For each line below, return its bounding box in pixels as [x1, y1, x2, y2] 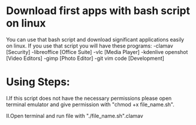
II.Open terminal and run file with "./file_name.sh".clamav [6, 112, 144, 119]
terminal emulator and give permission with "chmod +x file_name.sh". [6, 101, 175, 108]
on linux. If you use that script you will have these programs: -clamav [6, 42, 174, 49]
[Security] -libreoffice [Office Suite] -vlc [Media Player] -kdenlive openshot [6, 48, 188, 55]
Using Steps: [6, 75, 71, 89]
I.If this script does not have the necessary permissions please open [6, 94, 172, 102]
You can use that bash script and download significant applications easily [6, 36, 184, 43]
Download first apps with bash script [6, 4, 190, 18]
